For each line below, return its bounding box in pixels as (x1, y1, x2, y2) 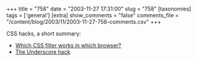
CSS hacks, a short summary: (6, 30, 81, 37)
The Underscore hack (15, 48, 70, 56)
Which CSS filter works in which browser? (15, 42, 121, 49)
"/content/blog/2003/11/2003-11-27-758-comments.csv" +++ (6, 18, 162, 25)
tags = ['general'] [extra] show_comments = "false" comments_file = (6, 12, 179, 19)
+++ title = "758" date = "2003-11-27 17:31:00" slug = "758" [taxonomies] (6, 5, 191, 12)
